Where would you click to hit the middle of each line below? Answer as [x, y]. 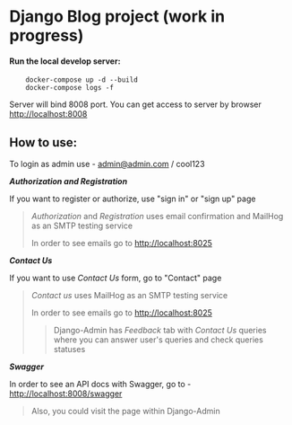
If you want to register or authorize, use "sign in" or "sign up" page [133, 199]
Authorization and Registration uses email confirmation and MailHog [157, 217]
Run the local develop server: [65, 61]
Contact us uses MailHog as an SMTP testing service [129, 296]
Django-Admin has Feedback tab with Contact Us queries [160, 331]
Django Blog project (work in [117, 17]
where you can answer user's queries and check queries [159, 340]
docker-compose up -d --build [82, 80]
